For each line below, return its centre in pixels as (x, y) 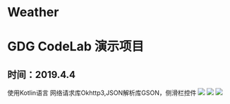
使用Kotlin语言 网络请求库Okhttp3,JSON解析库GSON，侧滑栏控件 (102, 93)
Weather (33, 12)
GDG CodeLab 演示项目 (76, 47)
